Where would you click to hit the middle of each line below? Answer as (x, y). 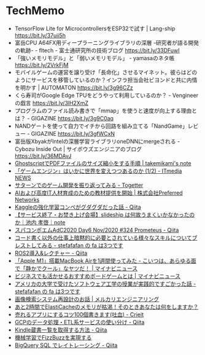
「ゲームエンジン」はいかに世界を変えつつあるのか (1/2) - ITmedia (98, 171)
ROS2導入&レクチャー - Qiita (51, 253)
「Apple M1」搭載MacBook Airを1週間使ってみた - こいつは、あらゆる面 (106, 260)
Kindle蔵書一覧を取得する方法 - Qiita (61, 330)
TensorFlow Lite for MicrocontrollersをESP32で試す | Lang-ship (95, 28)
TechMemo (35, 11)
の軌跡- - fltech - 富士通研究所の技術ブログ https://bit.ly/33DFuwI (97, 50)
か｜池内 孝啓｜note (40, 222)
